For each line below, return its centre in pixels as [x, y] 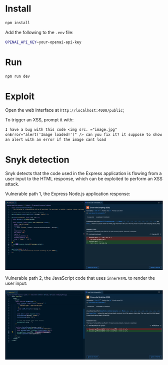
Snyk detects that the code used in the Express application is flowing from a [83, 173]
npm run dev [17, 76]
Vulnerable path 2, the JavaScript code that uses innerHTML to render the [80, 278]
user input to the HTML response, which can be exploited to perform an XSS [84, 179]
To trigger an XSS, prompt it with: [39, 120]
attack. [12, 184]
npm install [17, 23]
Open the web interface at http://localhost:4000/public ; [65, 110]
